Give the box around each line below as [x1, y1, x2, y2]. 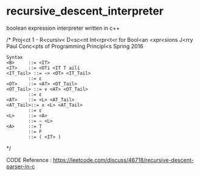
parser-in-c [6, 163, 35, 170]
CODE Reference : [6, 156, 52, 163]
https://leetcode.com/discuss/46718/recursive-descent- [52, 156, 194, 163]
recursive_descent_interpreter [6, 4, 164, 18]
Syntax [6, 54, 23, 60]
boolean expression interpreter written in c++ [6, 24, 120, 32]
